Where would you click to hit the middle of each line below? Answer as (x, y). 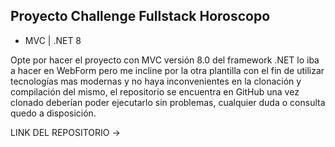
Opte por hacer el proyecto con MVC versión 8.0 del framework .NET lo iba (165, 60)
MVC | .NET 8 (53, 40)
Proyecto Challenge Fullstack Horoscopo (140, 16)
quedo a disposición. (53, 113)
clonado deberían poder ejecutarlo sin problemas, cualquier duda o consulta (168, 102)
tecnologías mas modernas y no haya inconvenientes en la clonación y (156, 81)
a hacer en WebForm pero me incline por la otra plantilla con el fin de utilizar (167, 70)
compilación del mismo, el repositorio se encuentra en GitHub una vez (155, 91)
